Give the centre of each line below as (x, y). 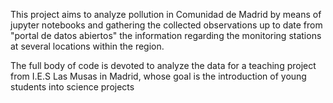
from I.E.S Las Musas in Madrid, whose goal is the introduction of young (158, 76)
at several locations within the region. (87, 46)
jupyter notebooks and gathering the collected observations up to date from (166, 25)
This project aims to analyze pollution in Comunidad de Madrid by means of (166, 14)
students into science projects (72, 87)
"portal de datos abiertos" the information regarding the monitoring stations (166, 35)
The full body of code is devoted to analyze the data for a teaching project (163, 65)
